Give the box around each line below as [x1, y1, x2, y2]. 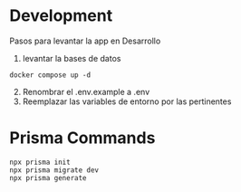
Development [9, 5, 113, 26]
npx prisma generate [9, 173, 88, 182]
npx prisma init [9, 158, 71, 167]
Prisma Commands [9, 128, 156, 149]
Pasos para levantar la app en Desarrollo [9, 35, 161, 46]
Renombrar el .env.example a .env [22, 86, 150, 97]
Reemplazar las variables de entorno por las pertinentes [22, 96, 232, 107]
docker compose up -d [9, 70, 92, 80]
